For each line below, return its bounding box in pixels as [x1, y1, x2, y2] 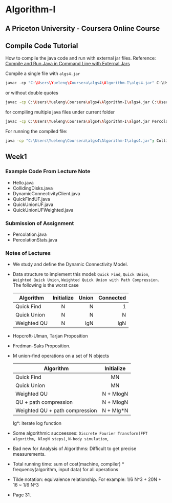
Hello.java [12, 179, 34, 185]
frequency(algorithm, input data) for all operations [12, 467, 119, 473]
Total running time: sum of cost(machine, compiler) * [12, 461, 124, 467]
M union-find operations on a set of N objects [12, 353, 109, 359]
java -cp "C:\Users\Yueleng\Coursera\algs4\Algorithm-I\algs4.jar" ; [5, 138, 155, 143]
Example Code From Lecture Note [5, 168, 91, 175]
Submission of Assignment [5, 219, 74, 227]
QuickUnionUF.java [12, 201, 54, 208]
